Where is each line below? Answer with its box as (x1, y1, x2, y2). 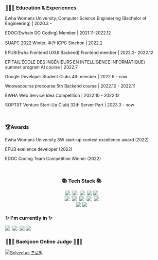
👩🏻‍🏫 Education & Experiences (5, 4, 77, 11)
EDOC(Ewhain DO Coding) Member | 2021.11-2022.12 (5, 30, 111, 36)
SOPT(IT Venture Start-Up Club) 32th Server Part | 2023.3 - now (5, 102, 135, 108)
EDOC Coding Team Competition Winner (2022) (5, 156, 101, 161)
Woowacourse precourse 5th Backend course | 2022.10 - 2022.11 (5, 83, 136, 89)
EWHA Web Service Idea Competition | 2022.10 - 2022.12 (5, 92, 120, 99)
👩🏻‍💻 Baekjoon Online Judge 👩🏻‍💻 (5, 238, 83, 245)
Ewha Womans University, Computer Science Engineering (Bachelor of (5, 16, 147, 21)
